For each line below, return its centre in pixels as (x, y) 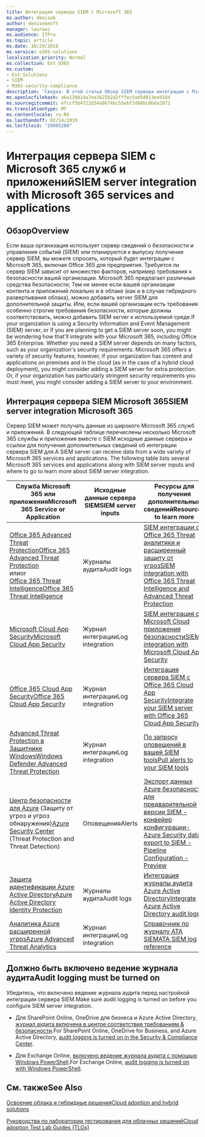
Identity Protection (36, 910)
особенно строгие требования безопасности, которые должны (89, 310)
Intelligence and (167, 588)
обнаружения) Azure (39, 823)
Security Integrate (169, 700)
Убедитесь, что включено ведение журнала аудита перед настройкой (98, 993)
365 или (43, 493)
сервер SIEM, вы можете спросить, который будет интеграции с (91, 258)
